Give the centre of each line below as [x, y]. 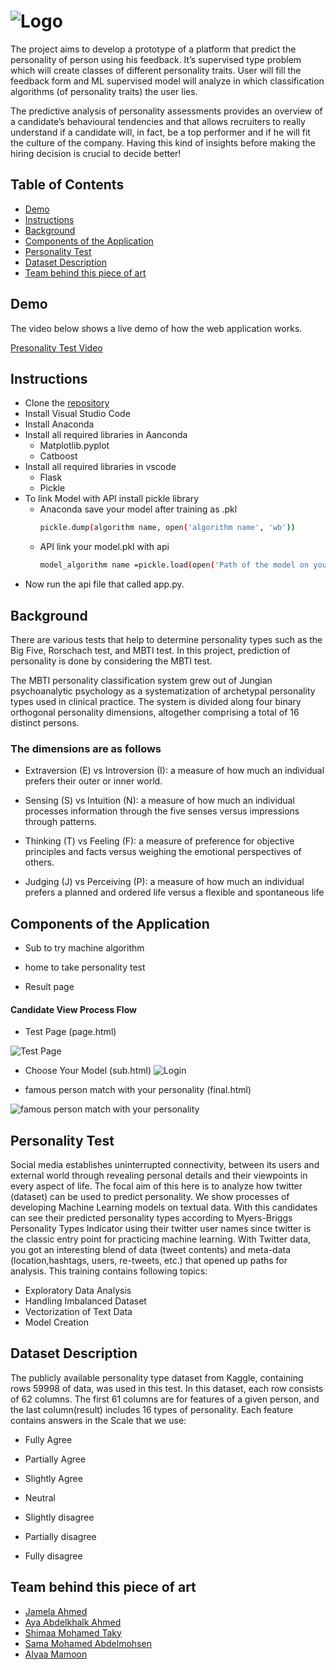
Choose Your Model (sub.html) [88, 1071]
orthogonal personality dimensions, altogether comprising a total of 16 [155, 712]
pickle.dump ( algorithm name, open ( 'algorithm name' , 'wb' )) [167, 528]
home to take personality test [85, 967]
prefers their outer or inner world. [93, 781]
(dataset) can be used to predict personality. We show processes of [150, 1197]
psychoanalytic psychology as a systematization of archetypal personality [163, 691]
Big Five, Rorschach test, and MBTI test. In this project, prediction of [150, 650]
